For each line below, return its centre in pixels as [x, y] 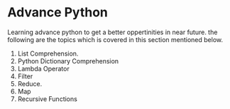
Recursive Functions [48, 99]
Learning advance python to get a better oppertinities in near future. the [113, 32]
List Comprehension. [48, 53]
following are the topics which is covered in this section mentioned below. [115, 39]
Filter [25, 76]
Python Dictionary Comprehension [68, 61]
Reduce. [30, 83]
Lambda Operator [43, 68]
